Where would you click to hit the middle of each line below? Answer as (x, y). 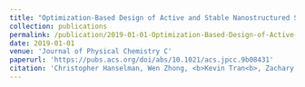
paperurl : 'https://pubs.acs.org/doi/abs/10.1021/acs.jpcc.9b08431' (142, 60)
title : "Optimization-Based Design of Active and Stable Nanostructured (150, 18)
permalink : (30, 34)
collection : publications (58, 26)
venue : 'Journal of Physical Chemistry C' (91, 52)
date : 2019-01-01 (42, 43)
